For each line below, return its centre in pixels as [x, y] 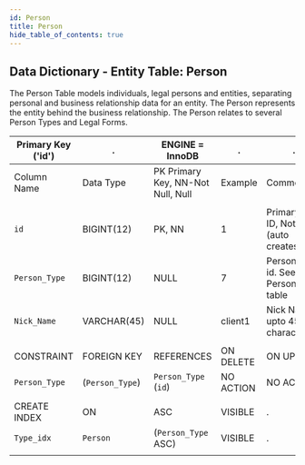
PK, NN [168, 230]
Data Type [104, 183]
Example [239, 183]
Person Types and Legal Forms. [69, 123]
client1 [236, 322]
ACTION [238, 389]
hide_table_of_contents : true [67, 35]
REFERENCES [182, 357]
